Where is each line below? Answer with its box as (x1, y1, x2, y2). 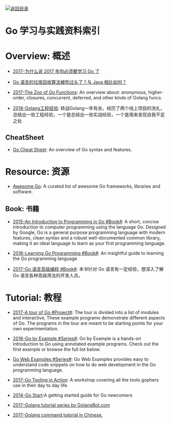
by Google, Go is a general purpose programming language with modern (12, 229, 166, 235)
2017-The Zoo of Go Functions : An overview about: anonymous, (12, 89, 148, 95)
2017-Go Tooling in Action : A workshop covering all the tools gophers (12, 377, 159, 383)
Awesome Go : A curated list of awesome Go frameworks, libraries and (12, 183, 161, 189)
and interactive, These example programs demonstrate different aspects (12, 314, 165, 321)
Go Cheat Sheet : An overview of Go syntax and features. (12, 146, 132, 152)
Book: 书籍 (5, 204, 39, 214)
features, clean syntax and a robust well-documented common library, (12, 234, 161, 241)
